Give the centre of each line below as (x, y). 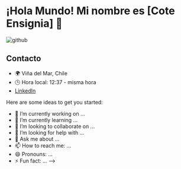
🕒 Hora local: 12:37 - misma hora (55, 82)
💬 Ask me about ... (37, 139)
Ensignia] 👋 (35, 23)
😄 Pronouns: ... (34, 154)
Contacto (24, 58)
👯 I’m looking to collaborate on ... (55, 126)
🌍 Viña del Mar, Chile (41, 73)
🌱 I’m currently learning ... (46, 120)
